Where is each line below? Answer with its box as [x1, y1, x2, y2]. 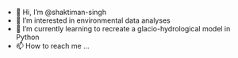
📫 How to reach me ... [15, 42, 90, 50]
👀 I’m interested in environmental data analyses [15, 16, 171, 25]
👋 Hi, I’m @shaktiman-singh [15, 8, 107, 16]
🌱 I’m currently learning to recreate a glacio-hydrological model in [15, 24, 231, 33]
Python [15, 32, 40, 42]
